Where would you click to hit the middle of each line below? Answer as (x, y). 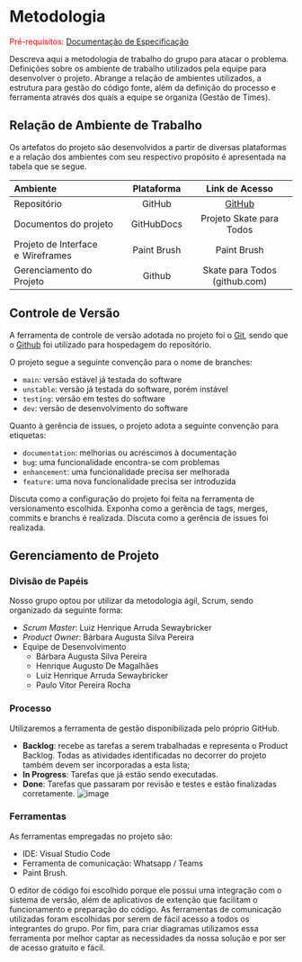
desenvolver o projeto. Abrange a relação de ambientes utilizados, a (136, 77)
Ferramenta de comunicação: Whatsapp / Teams (113, 863)
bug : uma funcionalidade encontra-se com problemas (121, 462)
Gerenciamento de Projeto (84, 555)
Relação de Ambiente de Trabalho (106, 126)
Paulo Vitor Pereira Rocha (83, 685)
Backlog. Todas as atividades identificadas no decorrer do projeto (144, 755)
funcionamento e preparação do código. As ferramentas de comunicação (145, 909)
